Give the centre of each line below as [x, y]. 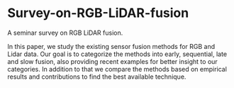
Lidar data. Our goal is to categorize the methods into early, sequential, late [117, 54]
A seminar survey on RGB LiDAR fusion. [65, 33]
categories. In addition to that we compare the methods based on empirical [117, 69]
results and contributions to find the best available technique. [97, 77]
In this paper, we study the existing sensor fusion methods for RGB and [111, 46]
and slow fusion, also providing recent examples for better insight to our [112, 61]
